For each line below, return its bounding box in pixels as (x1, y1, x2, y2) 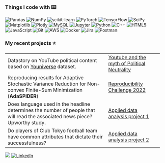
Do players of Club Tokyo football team (7, 127, 98, 134)
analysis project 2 (108, 136, 149, 143)
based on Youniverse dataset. (7, 63, 76, 70)
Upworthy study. (7, 119, 46, 126)
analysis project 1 (108, 113, 149, 120)
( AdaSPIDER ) (7, 93, 39, 99)
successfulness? (7, 139, 47, 146)
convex (7, 86, 25, 93)
